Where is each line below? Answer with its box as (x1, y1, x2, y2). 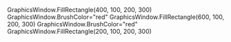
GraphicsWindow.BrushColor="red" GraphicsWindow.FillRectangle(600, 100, (7, 13, 225, 21)
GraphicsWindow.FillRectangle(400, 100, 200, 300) (7, 6, 152, 14)
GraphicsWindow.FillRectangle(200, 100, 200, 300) (7, 27, 152, 35)
